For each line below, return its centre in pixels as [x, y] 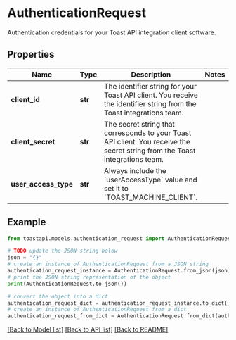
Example [27, 222]
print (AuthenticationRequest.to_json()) [67, 284]
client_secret [33, 141]
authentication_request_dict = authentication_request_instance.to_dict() [119, 303]
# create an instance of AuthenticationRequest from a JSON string [108, 264]
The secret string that [140, 124]
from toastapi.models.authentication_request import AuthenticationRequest [120, 238]
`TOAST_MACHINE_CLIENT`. [151, 197]
